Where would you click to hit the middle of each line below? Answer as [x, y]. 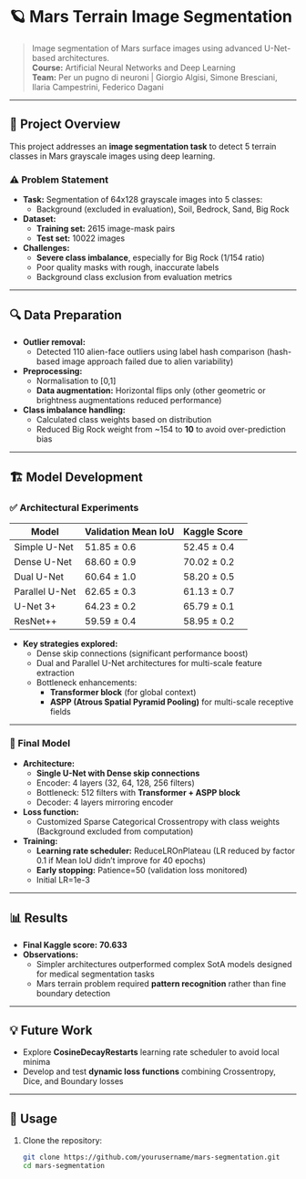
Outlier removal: [54, 341]
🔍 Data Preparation [66, 315]
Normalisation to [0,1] [76, 381]
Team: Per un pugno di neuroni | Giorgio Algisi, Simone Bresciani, [154, 77]
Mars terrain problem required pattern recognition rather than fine [161, 983]
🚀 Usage [33, 1118]
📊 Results [39, 918]
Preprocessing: [52, 370]
